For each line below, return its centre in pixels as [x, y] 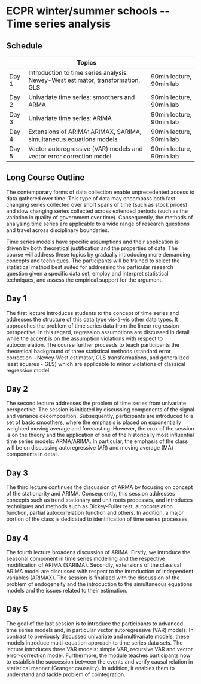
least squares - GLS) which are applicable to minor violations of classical [96, 364]
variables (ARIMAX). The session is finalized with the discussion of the [93, 578]
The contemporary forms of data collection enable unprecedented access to [100, 192]
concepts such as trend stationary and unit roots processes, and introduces [100, 500]
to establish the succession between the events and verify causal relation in [100, 661]
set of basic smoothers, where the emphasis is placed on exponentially [94, 422]
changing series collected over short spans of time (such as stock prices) [97, 204]
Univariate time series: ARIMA [70, 118]
